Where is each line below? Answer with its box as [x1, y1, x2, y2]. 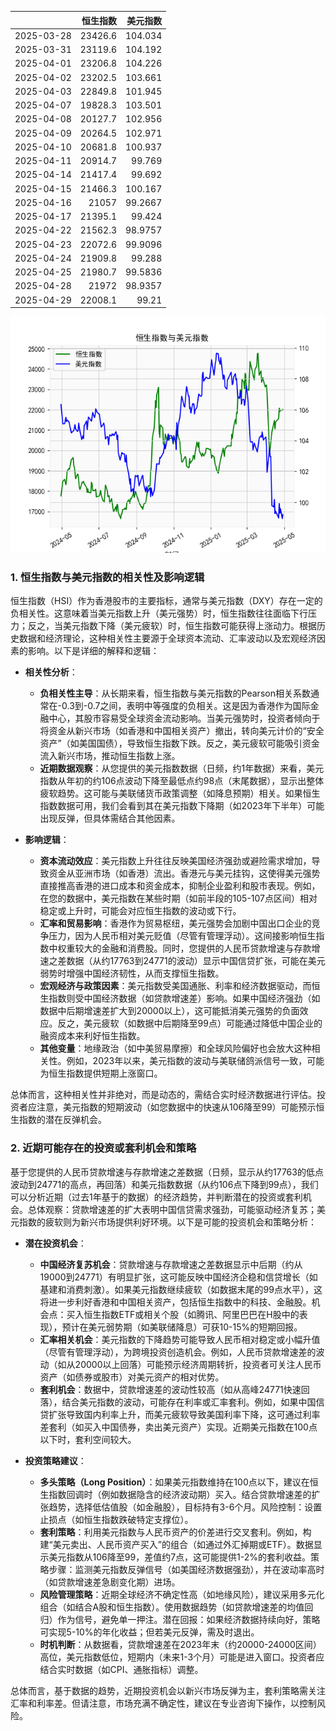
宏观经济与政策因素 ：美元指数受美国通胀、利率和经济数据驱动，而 [39, 980, 312, 992]
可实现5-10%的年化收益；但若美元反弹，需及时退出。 [39, 1626, 260, 1638]
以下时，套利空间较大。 [39, 1433, 137, 1445]
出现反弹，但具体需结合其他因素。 [39, 812, 181, 825]
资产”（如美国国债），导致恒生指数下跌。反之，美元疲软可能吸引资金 [39, 737, 320, 750]
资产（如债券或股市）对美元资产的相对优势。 [39, 1371, 225, 1383]
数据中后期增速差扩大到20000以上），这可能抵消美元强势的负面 [39, 1005, 300, 1017]
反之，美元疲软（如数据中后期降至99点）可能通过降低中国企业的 [57, 1017, 323, 1030]
